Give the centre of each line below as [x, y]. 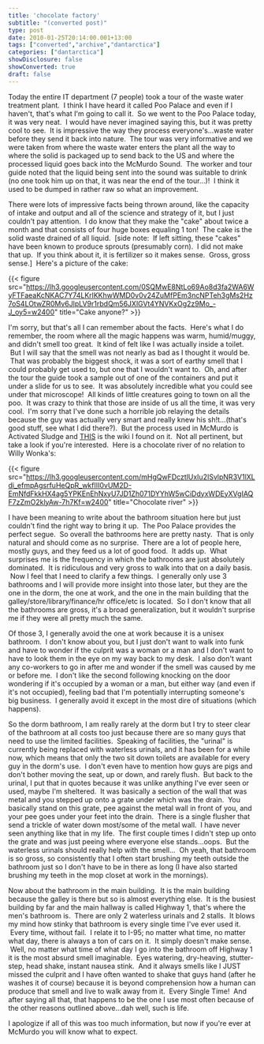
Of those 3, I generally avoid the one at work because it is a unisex [116, 633]
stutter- [242, 957]
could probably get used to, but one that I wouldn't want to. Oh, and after [128, 369]
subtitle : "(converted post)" [58, 23]
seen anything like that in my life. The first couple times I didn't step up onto [132, 833]
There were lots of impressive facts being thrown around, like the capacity [129, 204]
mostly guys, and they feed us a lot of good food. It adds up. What [118, 550]
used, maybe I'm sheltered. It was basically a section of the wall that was [128, 791]
